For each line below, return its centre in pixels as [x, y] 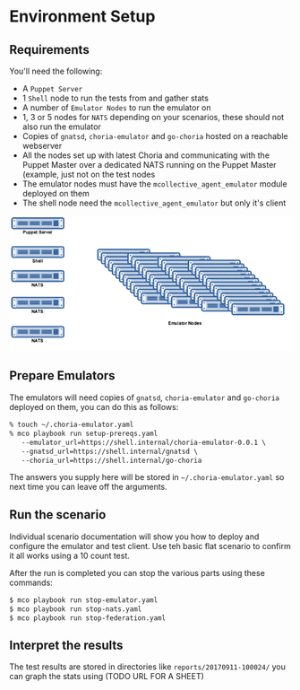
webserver [42, 146]
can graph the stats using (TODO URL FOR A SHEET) [107, 677]
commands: [31, 582]
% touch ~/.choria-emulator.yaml [72, 424]
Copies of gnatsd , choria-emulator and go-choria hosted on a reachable [155, 136]
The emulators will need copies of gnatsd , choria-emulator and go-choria [145, 397]
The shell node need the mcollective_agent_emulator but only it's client [154, 203]
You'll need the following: [56, 71]
